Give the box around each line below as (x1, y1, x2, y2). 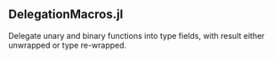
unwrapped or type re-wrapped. (8, 40, 127, 50)
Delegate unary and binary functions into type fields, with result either (8, 30, 265, 41)
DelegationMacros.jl (8, 7, 124, 22)
